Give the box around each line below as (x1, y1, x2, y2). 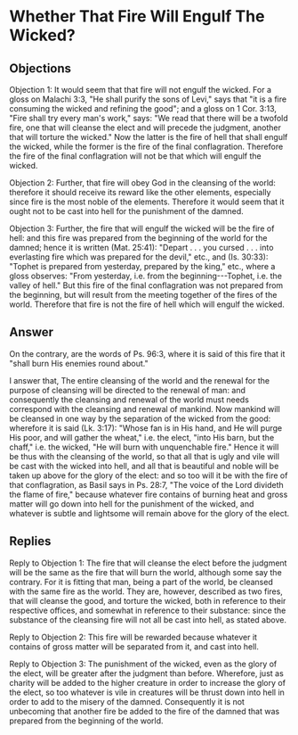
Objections (9, 61, 72, 76)
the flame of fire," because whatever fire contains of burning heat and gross (9, 489, 288, 500)
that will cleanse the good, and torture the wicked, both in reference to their (9, 595, 286, 606)
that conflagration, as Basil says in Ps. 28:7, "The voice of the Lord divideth (9, 479, 285, 490)
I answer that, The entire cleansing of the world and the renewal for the (9, 375, 270, 385)
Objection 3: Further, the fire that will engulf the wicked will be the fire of (9, 223, 275, 234)
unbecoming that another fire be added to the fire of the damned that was (9, 706, 280, 716)
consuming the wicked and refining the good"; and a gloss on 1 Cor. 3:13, (9, 103, 278, 113)
